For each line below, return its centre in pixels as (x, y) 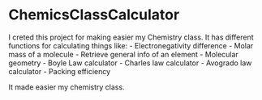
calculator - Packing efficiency (60, 71)
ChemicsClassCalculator (94, 15)
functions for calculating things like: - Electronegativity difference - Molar (131, 45)
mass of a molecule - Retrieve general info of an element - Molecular (124, 54)
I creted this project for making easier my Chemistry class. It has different (131, 37)
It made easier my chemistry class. (67, 87)
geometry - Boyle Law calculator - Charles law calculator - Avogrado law (130, 63)
